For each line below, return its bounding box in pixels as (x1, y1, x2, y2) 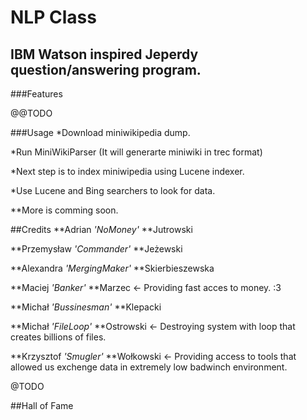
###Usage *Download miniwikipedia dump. (10, 127, 191, 138)
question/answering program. (10, 61, 202, 78)
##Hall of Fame (10, 400, 74, 411)
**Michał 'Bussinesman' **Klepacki (10, 301, 162, 313)
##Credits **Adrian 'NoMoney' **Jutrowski (10, 224, 193, 235)
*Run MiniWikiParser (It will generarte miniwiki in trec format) (10, 146, 263, 158)
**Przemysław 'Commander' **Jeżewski (10, 243, 183, 255)
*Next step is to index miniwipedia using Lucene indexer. (10, 166, 245, 177)
